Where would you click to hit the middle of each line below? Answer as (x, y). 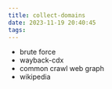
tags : (17, 30)
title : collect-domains (47, 15)
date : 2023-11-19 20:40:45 (52, 23)
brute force (38, 52)
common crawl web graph (61, 69)
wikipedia (35, 77)
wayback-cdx (42, 60)
